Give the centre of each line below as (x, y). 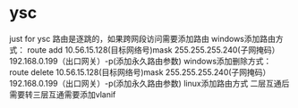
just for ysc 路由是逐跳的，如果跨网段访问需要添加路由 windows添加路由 (142, 38)
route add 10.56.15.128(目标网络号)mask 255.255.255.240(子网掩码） (153, 50)
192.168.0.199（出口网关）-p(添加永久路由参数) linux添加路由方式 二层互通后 (149, 83)
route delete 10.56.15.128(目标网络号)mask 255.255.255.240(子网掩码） (140, 72)
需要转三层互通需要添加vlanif (63, 94)
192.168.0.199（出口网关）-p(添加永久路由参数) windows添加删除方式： (140, 61)
